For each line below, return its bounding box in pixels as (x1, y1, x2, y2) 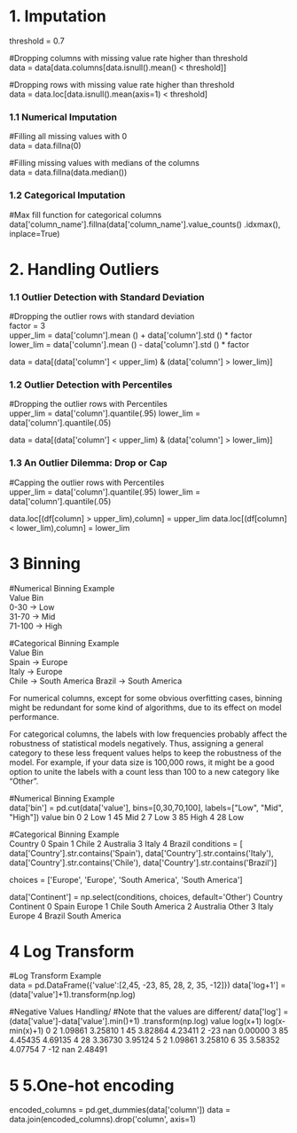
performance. (9, 711, 59, 722)
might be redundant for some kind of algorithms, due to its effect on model (9, 702, 282, 713)
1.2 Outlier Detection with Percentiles (9, 379, 173, 391)
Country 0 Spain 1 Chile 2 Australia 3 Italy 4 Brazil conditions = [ (9, 838, 244, 848)
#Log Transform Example (9, 971, 102, 981)
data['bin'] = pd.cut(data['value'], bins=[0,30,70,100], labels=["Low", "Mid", (9, 802, 284, 813)
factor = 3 (9, 321, 46, 332)
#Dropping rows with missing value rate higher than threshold (9, 79, 235, 90)
